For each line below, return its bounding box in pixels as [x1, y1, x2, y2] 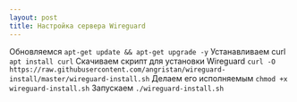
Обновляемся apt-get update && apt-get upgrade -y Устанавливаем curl [9, 46, 286, 56]
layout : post [9, 13, 58, 22]
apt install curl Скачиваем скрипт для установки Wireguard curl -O [9, 55, 276, 66]
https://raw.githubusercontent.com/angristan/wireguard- [9, 64, 226, 74]
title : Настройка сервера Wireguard [9, 21, 146, 30]
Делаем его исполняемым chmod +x [151, 72, 288, 83]
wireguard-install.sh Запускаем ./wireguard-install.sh [9, 82, 225, 93]
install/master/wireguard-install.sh [9, 74, 150, 83]
